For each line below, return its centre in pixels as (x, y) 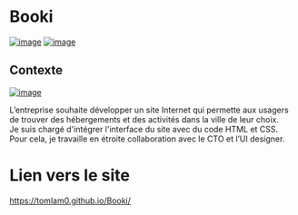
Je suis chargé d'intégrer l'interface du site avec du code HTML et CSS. (144, 129)
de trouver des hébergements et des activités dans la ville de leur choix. (144, 119)
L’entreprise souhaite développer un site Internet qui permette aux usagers (149, 110)
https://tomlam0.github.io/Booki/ (70, 200)
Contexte (36, 70)
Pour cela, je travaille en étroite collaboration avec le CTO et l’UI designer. (147, 139)
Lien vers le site (70, 175)
